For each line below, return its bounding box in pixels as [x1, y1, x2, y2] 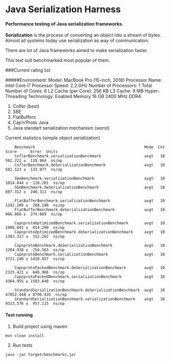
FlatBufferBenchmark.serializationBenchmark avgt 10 [14, 198, 165, 204]
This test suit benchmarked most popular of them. [5, 57, 110, 63]
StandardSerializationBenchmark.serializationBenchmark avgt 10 [14, 297, 165, 302]
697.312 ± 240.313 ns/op [5, 189, 63, 195]
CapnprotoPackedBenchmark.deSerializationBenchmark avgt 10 [14, 266, 165, 271]
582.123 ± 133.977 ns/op [5, 167, 63, 172]
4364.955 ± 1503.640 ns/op [5, 279, 65, 284]
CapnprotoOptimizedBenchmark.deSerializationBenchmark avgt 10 [14, 230, 165, 235]
